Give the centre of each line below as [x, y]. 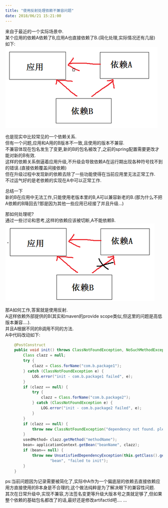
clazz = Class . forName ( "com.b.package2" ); [86, 398]
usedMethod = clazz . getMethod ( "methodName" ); [70, 440]
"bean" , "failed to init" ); [79, 461]
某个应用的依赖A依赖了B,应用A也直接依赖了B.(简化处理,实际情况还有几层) [80, 37]
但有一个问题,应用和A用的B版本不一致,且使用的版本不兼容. [65, 143]
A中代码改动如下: [23, 335]
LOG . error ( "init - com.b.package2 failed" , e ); [91, 408]
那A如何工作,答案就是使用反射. [36, 310]
